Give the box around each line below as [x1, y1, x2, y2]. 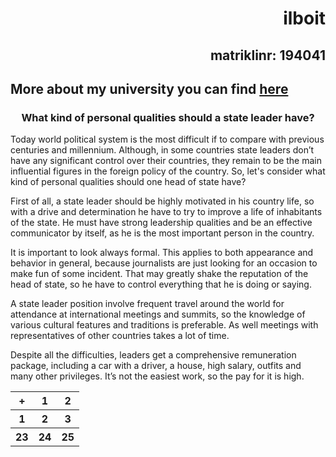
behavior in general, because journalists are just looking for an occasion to [10, 257, 318, 269]
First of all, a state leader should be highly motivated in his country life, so [10, 195, 315, 207]
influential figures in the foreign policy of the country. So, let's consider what [10, 165, 326, 177]
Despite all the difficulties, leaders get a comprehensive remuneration [10, 349, 297, 361]
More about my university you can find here [10, 80, 289, 97]
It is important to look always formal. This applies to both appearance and [10, 247, 314, 259]
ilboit [283, 7, 326, 30]
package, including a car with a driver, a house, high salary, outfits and [10, 360, 302, 372]
